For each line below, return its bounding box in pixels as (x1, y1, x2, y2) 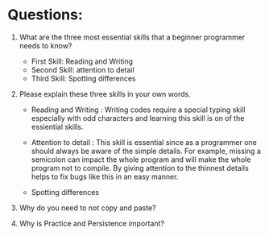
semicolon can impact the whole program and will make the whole (31, 155, 251, 164)
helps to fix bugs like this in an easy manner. (31, 172, 179, 181)
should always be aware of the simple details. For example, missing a (31, 146, 261, 155)
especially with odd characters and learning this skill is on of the (31, 113, 245, 122)
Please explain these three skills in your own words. (19, 89, 191, 98)
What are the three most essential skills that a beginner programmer (19, 32, 246, 42)
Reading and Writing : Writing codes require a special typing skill (31, 105, 246, 114)
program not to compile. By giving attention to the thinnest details (31, 163, 249, 172)
